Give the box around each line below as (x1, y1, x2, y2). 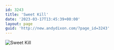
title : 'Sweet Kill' (5, 12, 49, 17)
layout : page (5, 21, 33, 26)
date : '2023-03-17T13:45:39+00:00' (5, 16, 81, 21)
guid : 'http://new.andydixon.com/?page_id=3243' (5, 26, 110, 31)
